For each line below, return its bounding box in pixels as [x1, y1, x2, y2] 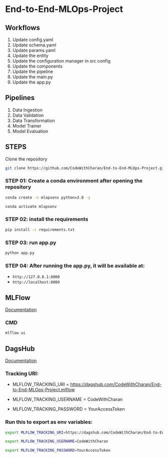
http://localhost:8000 [12, 280, 60, 285]
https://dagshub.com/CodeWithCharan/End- [70, 381, 162, 387]
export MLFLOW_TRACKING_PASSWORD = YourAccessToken [5, 448, 111, 453]
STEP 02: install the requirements [5, 216, 88, 223]
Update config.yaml [12, 36, 53, 42]
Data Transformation [12, 117, 55, 123]
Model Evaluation [12, 128, 48, 134]
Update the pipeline [12, 68, 53, 74]
